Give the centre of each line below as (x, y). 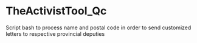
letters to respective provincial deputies (55, 33)
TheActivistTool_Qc (56, 11)
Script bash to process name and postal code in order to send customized (98, 27)
